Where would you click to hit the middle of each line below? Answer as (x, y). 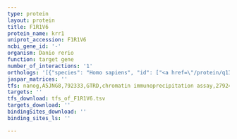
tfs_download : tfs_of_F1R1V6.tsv (56, 99)
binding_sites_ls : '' (39, 118)
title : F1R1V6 (28, 27)
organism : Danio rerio (41, 53)
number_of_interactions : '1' (50, 66)
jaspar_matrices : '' (38, 79)
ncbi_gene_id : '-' (34, 46)
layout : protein (31, 20)
